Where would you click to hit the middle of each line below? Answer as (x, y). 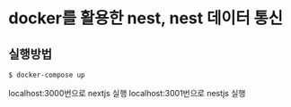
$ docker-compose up (47, 75)
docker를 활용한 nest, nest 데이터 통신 (146, 18)
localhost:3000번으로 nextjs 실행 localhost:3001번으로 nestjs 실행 (127, 93)
